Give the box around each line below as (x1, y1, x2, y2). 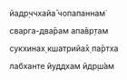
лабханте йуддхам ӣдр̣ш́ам (9, 61, 115, 71)
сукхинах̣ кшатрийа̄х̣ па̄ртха (9, 43, 119, 54)
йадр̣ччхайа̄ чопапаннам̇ (9, 8, 106, 18)
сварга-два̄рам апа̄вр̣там (9, 25, 109, 35)
